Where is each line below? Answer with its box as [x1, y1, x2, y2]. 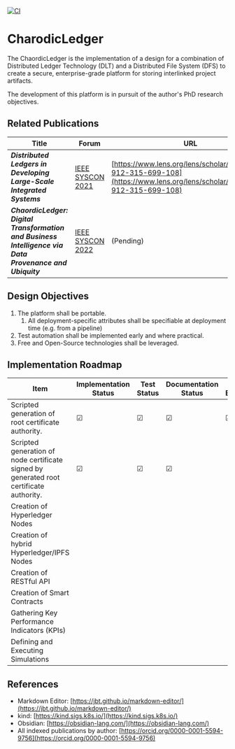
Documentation [165, 380, 219, 390]
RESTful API [10, 577, 50, 587]
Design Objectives [7, 290, 90, 302]
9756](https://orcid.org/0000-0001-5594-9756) [17, 734, 156, 743]
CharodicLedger [7, 31, 104, 47]
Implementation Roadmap [7, 359, 122, 371]
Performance [10, 617, 54, 627]
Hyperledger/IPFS [10, 548, 70, 557]
